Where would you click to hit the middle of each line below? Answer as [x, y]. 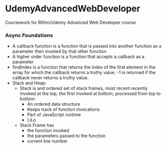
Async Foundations [29, 35]
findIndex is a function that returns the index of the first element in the [84, 67]
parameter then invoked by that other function [59, 51]
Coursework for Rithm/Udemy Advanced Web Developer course [71, 22]
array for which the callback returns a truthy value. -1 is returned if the [84, 73]
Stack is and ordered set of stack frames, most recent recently [83, 88]
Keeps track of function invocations [63, 109]
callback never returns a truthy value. [50, 78]
